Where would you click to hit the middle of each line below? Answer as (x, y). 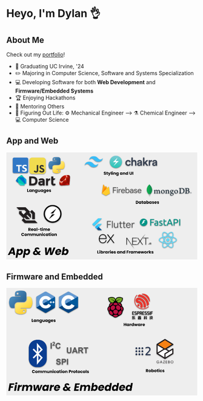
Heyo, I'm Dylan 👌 (54, 14)
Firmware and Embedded (55, 277)
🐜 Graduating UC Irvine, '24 (50, 66)
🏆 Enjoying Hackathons (45, 98)
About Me (25, 40)
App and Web (32, 141)
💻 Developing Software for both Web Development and (85, 82)
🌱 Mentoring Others (40, 106)
